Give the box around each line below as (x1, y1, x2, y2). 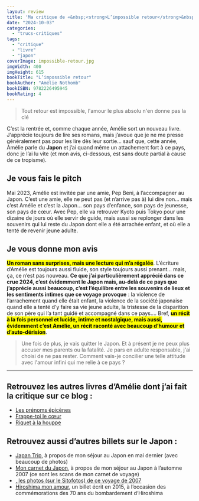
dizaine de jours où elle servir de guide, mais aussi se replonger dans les (6, 214, 184, 222)
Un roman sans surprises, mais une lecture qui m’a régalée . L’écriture (6, 259, 179, 266)
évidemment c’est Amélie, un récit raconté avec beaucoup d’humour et (6, 323, 185, 330)
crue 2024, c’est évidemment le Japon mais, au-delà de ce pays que (6, 278, 178, 285)
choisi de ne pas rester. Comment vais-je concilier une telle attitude (21, 353, 185, 360)
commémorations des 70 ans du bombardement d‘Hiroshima (15, 490, 163, 496)
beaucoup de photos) (15, 458, 68, 465)
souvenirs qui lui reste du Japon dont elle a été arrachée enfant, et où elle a (6, 220, 191, 227)
